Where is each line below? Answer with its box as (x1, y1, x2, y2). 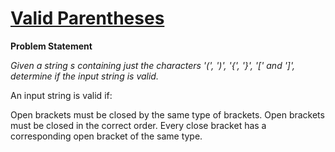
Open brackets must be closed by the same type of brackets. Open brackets (10, 108, 325, 121)
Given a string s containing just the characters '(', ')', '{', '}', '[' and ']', (10, 59, 296, 71)
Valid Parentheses (10, 7, 165, 30)
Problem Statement (10, 40, 93, 52)
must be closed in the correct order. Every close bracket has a (10, 119, 267, 131)
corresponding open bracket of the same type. (10, 130, 203, 142)
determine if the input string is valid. (10, 70, 159, 82)
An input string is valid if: (10, 89, 113, 101)
